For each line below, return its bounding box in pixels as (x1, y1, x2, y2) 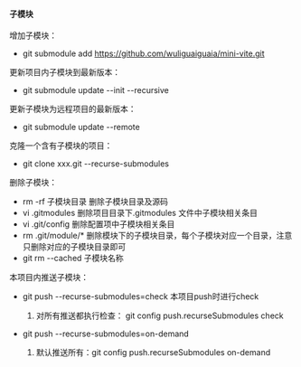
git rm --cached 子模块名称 (22, 253, 124, 264)
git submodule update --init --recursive (22, 85, 169, 96)
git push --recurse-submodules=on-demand (22, 328, 190, 339)
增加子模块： (9, 30, 57, 41)
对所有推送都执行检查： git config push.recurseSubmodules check (35, 310, 284, 321)
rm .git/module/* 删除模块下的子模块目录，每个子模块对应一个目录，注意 (22, 231, 293, 241)
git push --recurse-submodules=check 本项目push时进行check (22, 291, 259, 302)
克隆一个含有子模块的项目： (9, 140, 113, 151)
